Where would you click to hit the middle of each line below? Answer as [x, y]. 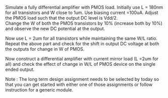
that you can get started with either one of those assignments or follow [79, 84]
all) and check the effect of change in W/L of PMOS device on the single [80, 64]
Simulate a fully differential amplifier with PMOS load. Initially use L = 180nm [84, 7]
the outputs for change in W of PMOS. [45, 49]
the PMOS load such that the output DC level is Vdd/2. [62, 18]
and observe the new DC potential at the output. [55, 29]
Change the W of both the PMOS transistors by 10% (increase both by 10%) [84, 23]
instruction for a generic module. [39, 90]
